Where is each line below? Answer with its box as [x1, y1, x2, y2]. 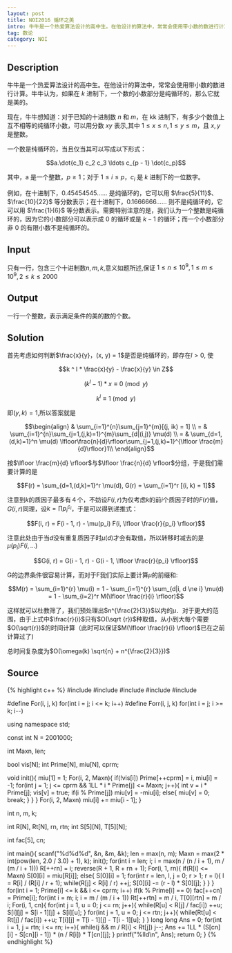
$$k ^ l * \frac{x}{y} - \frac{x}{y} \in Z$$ [58, 365, 174, 374]
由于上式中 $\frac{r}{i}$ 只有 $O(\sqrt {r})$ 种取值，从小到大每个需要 [19, 615, 209, 624]
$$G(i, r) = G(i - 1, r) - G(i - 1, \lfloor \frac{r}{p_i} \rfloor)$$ [33, 556, 199, 565]
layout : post [7, 10, 45, 17]
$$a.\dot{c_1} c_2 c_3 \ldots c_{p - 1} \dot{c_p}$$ [46, 158, 186, 167]
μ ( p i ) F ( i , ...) [7, 541, 38, 552]
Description [7, 62, 59, 73]
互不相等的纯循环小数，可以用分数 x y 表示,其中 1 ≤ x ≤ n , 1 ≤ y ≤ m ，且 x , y [7, 121, 221, 129]
